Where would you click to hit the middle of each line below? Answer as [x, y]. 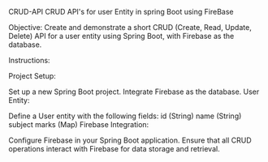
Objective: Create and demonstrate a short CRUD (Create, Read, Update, [130, 27]
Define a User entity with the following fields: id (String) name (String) [125, 116]
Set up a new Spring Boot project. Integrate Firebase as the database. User [134, 92]
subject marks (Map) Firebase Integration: [79, 124]
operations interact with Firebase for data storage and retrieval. [115, 149]
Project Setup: [32, 76]
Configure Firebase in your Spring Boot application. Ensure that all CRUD [130, 140]
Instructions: [29, 60]
